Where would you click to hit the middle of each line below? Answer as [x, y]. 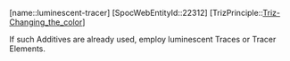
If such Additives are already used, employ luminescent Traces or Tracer [143, 39]
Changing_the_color [46, 22]
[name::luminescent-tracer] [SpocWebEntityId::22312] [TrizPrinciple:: [136, 13]
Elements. [28, 49]
